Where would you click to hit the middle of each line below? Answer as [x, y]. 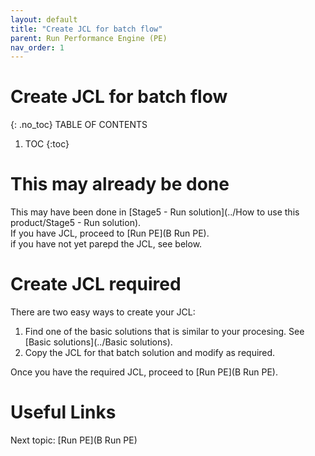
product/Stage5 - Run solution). [76, 223]
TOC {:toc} [47, 144]
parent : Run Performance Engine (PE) [89, 38]
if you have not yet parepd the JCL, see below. [106, 244]
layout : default [44, 19]
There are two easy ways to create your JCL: [103, 312]
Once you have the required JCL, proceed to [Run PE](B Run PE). [144, 372]
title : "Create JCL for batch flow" [86, 29]
